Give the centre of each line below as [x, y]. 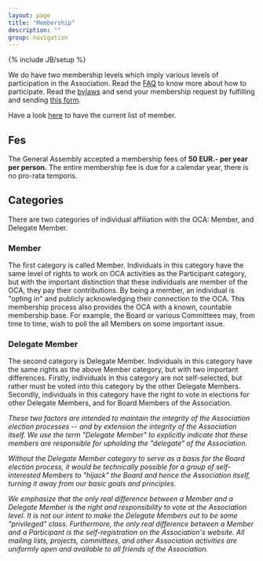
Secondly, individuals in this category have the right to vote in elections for [129, 395]
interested [24, 475]
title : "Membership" [42, 23]
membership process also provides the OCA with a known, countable [120, 307]
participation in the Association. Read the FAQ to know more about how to [128, 83]
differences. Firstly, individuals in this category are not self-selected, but [125, 378]
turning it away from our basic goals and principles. [92, 484]
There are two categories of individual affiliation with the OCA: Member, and [131, 219]
